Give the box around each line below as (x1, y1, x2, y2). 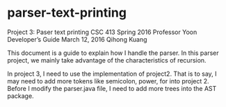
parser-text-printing (7, 5, 127, 21)
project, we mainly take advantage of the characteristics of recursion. (7, 56, 207, 64)
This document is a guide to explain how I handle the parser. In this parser (7, 49, 219, 57)
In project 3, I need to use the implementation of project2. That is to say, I (7, 69, 217, 78)
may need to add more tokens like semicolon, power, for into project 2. (7, 76, 210, 85)
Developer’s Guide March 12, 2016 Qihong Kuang (7, 35, 147, 43)
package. (7, 92, 34, 100)
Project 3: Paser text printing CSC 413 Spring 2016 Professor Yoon (7, 28, 197, 36)
